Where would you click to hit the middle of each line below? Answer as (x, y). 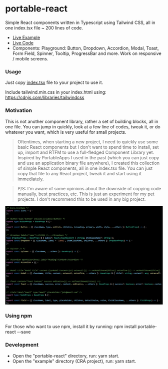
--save (24, 332)
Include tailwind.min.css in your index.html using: (56, 92)
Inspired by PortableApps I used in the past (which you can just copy (88, 157)
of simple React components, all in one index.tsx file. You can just (85, 168)
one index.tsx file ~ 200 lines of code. (44, 27)
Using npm (19, 316)
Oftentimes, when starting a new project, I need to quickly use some (88, 142)
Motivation (19, 110)
